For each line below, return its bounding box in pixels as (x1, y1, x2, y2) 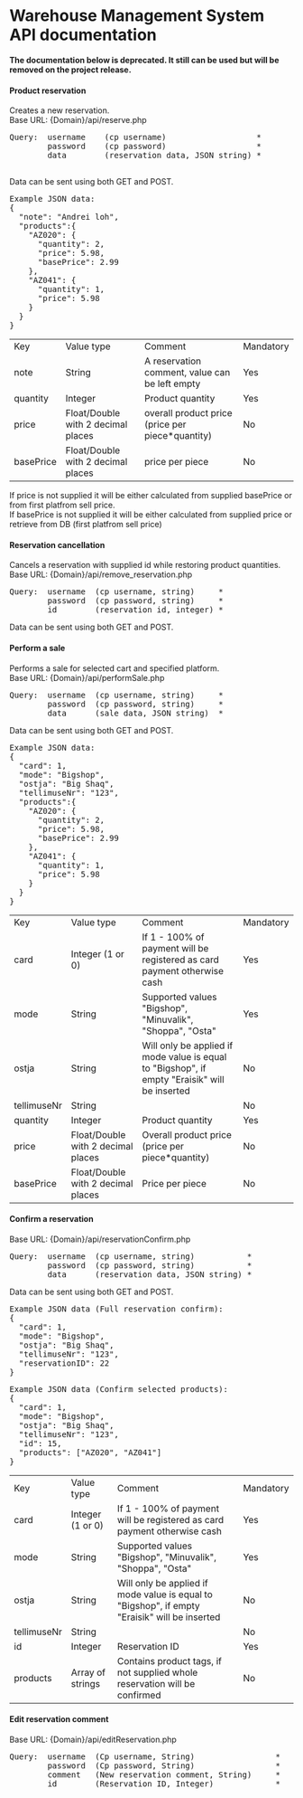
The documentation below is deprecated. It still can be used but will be (9, 54, 280, 65)
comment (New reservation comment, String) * (47, 1769, 281, 1780)
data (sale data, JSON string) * (47, 707, 224, 718)
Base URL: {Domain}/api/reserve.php (9, 115, 147, 126)
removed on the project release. (9, 64, 133, 75)
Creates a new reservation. (9, 105, 110, 116)
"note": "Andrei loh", (18, 212, 119, 222)
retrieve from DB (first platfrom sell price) (9, 519, 162, 530)
